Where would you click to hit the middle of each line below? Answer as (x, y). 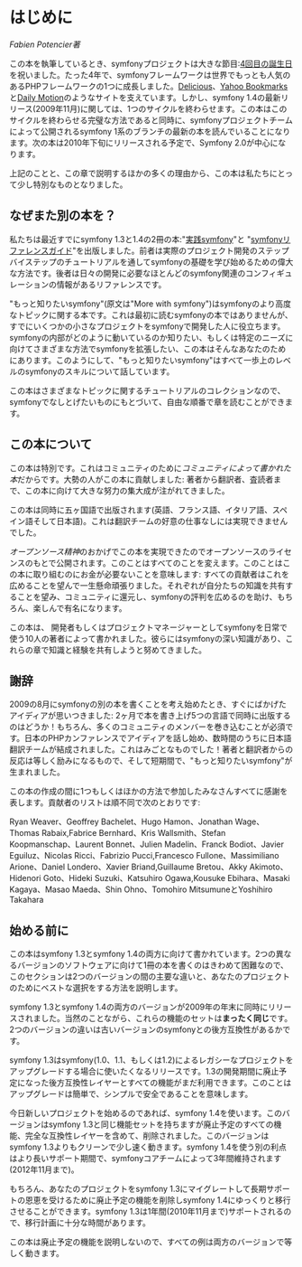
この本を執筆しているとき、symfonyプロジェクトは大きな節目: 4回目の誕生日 (151, 63)
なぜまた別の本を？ (63, 216)
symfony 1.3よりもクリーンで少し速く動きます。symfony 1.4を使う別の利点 (148, 1147)
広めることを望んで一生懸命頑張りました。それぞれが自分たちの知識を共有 (147, 585)
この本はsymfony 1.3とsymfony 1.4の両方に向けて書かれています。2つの (143, 954)
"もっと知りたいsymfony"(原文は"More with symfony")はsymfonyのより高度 (150, 304)
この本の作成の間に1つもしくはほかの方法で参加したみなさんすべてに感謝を (149, 792)
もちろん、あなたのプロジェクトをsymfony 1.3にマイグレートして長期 (138, 1189)
